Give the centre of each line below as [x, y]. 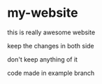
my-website [43, 13]
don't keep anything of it [43, 59]
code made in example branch [51, 73]
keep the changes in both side [51, 45]
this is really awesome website [51, 32]
